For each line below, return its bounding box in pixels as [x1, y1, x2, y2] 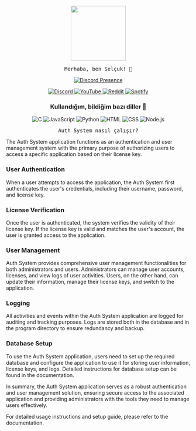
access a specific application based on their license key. [6, 151, 142, 158]
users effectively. [6, 402, 48, 409]
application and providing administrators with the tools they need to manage [6, 395, 190, 402]
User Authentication [6, 165, 66, 174]
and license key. [6, 191, 45, 198]
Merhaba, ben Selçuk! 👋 [64, 66, 133, 72]
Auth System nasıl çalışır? [58, 127, 139, 134]
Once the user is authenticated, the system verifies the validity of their [6, 219, 176, 226]
